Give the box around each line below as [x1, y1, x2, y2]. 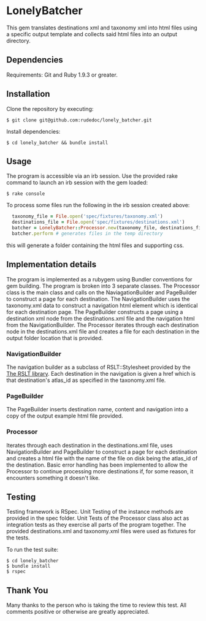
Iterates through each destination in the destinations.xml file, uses [6, 441, 173, 449]
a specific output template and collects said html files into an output [6, 30, 178, 37]
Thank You [6, 585, 48, 595]
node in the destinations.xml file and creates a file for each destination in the [6, 327, 200, 335]
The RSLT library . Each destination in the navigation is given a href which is [6, 370, 196, 377]
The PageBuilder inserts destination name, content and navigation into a [6, 406, 189, 413]
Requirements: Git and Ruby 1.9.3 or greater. [6, 71, 118, 78]
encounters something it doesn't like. [6, 474, 100, 481]
